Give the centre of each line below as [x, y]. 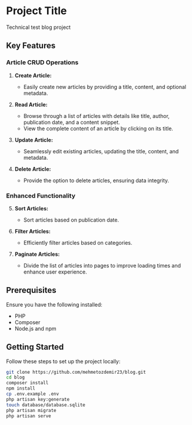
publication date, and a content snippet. [72, 122]
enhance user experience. [55, 272]
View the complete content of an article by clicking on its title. [98, 129]
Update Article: [34, 140]
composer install [27, 383]
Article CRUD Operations [42, 62]
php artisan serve [29, 416]
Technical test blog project [38, 27]
